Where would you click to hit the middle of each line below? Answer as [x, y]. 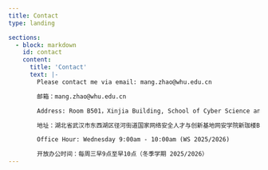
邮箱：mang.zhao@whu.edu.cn [82, 97]
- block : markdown [46, 45]
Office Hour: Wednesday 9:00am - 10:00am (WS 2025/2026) [133, 140]
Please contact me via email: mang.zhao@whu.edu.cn [125, 82]
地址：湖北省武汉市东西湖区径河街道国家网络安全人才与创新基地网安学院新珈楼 [147, 125]
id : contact [42, 53]
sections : [25, 38]
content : [37, 60]
